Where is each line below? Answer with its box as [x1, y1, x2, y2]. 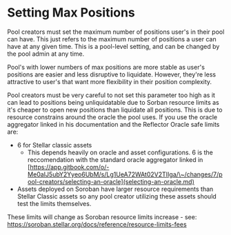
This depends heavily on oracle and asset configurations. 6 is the [27, 148, 214, 156]
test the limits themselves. [17, 199, 92, 207]
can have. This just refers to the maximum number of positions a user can [7, 34, 217, 43]
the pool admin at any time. [7, 50, 85, 58]
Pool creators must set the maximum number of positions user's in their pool [7, 28, 225, 36]
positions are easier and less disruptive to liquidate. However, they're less [7, 70, 216, 79]
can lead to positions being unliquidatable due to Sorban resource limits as [7, 98, 219, 106]
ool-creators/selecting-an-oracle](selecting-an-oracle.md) [27, 177, 195, 185]
